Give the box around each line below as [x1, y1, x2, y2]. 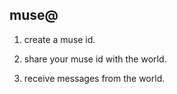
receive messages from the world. [23, 72, 166, 84]
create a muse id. [23, 33, 96, 45]
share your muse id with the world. [23, 53, 167, 65]
